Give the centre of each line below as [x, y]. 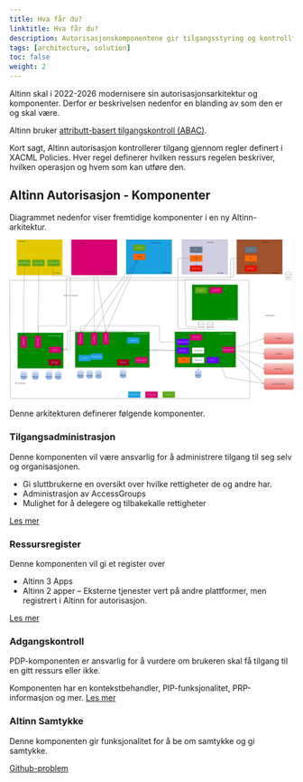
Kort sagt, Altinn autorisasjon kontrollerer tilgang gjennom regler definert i [146, 148]
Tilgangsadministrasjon [62, 437]
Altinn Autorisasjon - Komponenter [110, 196]
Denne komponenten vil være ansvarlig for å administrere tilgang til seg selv [151, 457]
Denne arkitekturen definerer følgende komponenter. [107, 414]
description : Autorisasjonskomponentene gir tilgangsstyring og [133, 38]
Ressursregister [45, 544]
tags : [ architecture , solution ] [70, 48]
